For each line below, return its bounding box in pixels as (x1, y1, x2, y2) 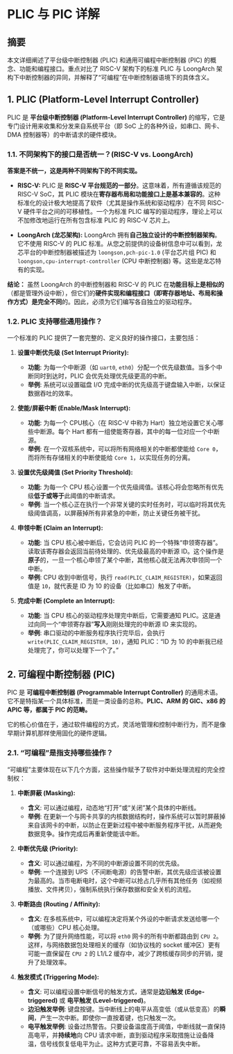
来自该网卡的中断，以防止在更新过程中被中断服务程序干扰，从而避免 (27, 821, 223, 829)
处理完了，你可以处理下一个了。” (27, 646, 119, 655)
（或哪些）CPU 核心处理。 (27, 923, 104, 931)
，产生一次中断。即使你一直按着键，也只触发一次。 (33, 1013, 180, 1021)
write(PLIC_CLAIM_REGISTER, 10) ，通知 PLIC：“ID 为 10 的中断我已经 (27, 637, 223, 646)
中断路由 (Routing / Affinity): (17, 900, 101, 908)
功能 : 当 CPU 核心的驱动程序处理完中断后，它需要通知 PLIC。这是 (27, 612, 215, 620)
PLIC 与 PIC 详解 (7, 6, 101, 22)
